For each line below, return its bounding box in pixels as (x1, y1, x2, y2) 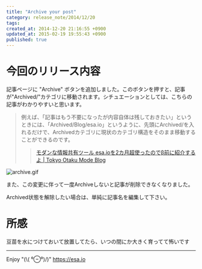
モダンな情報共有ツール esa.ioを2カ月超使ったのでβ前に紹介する (35, 149, 196, 156)
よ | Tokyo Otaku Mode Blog (35, 156, 106, 163)
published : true (6, 37, 47, 43)
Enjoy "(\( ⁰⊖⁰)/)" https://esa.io (6, 255, 86, 262)
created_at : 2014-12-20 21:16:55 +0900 (6, 25, 106, 32)
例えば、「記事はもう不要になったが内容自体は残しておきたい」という (20, 113, 192, 120)
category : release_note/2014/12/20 (6, 14, 96, 20)
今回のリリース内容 (6, 64, 101, 78)
